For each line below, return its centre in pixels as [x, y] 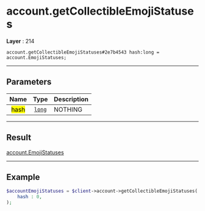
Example [23, 177]
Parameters [29, 82]
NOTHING [68, 109]
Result [19, 138]
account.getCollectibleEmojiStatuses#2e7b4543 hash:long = [83, 52]
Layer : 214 [20, 41]
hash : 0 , [30, 197]
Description [71, 99]
